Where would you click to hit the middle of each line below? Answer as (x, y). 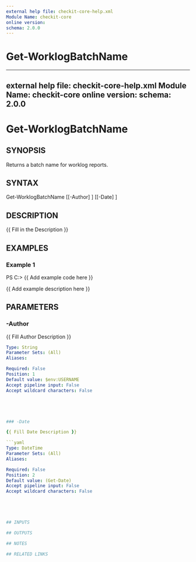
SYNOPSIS (26, 151)
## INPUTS (18, 522)
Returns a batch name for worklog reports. (57, 165)
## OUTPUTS (19, 533)
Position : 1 (20, 374)
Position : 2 (20, 475)
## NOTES (17, 543)
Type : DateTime (24, 448)
